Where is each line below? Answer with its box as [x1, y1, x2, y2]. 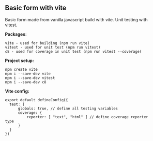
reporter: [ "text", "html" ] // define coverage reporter [26, 114, 149, 119]
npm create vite [5, 67, 38, 72]
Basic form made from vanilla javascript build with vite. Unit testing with [5, 16, 148, 22]
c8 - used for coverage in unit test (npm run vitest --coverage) [5, 49, 142, 54]
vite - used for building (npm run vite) [5, 41, 90, 46]
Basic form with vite [5, 4, 67, 12]
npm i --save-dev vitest [5, 75, 55, 80]
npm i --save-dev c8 [5, 79, 47, 84]
